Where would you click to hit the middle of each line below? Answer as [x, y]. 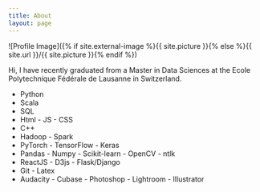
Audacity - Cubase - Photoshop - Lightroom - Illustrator [112, 179]
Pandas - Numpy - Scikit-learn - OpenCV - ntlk [97, 154]
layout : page [30, 23]
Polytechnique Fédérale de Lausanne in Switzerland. [95, 78]
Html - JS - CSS [47, 119]
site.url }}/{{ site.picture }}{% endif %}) [73, 54]
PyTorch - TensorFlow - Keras [69, 145]
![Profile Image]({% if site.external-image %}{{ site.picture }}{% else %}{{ [130, 46]
